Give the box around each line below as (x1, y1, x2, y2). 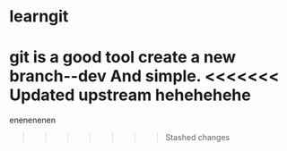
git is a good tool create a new (9, 47, 236, 68)
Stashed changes (165, 132, 230, 143)
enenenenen (9, 114, 57, 126)
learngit (9, 6, 69, 27)
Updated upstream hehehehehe (9, 85, 251, 105)
